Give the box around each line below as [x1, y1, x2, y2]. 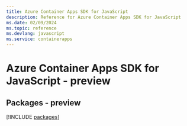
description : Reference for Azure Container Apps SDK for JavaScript [6, 14, 182, 20]
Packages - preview [6, 98, 81, 108]
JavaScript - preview [6, 75, 111, 88]
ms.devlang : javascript [6, 31, 65, 37]
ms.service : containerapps [6, 36, 73, 42]
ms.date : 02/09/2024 [6, 20, 57, 25]
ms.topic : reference [6, 25, 57, 31]
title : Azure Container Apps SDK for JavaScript [6, 8, 128, 15]
